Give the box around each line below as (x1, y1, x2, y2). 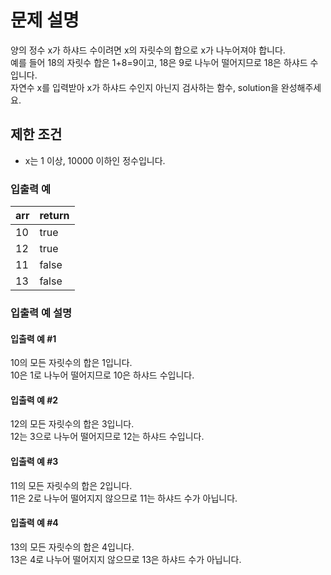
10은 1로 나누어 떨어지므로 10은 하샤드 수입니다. (10, 369, 195, 381)
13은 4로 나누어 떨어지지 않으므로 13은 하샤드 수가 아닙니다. (10, 553, 242, 565)
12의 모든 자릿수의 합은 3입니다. (10, 418, 135, 430)
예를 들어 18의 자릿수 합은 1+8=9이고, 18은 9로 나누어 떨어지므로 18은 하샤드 (10, 56, 308, 68)
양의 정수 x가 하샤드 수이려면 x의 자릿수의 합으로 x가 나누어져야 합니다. (10, 44, 286, 56)
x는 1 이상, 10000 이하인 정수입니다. (24, 154, 166, 166)
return (39, 209, 70, 223)
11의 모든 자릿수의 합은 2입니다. (10, 479, 133, 491)
